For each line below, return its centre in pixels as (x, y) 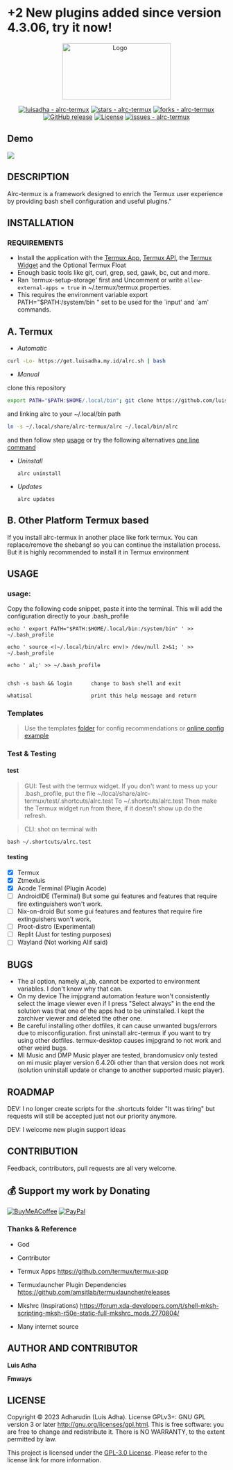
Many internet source (48, 1326)
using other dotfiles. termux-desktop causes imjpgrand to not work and (119, 1041)
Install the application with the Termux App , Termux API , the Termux (114, 258)
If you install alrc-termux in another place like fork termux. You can (102, 537)
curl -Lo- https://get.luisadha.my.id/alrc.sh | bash (87, 361)
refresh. (35, 815)
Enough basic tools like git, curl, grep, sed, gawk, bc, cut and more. (113, 273)
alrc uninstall (39, 473)
